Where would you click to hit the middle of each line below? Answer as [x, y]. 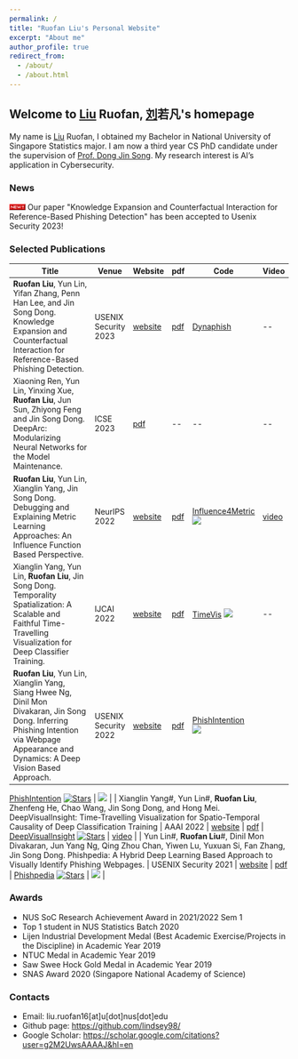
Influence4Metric [223, 511]
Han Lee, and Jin [44, 303]
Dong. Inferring [40, 721]
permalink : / [33, 19]
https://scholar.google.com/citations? [151, 1035]
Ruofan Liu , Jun [42, 400]
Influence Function [47, 545]
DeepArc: [30, 429]
